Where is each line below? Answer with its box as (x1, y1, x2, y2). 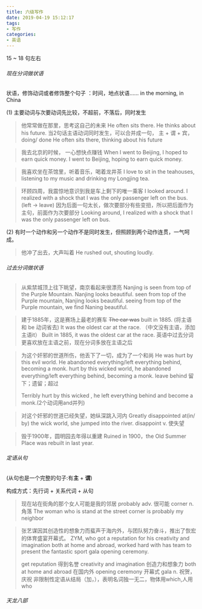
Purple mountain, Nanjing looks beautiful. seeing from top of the (21, 297, 181, 304)
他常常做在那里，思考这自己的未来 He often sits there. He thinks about (21, 122, 196, 129)
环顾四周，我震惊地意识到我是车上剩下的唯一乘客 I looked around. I (21, 188, 188, 195)
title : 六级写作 (6, 9, 44, 15)
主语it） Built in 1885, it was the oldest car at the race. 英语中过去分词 (21, 332, 194, 339)
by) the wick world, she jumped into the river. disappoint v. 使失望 (21, 420, 184, 427)
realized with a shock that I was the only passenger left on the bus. (21, 194, 188, 202)
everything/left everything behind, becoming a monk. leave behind (21, 372, 187, 379)
